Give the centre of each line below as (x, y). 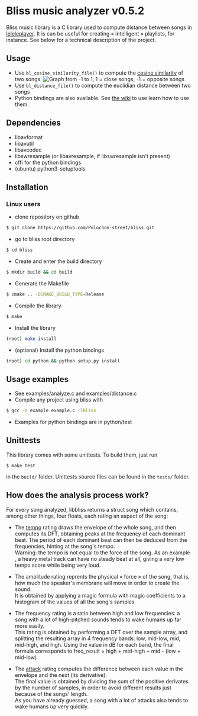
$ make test (21, 465)
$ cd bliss (20, 250)
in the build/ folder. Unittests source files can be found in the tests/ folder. (98, 476)
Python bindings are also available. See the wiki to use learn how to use (102, 98)
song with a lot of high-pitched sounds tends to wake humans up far (98, 619)
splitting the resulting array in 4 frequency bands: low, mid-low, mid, (98, 638)
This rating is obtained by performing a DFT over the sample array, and (101, 632)
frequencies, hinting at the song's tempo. (65, 546)
